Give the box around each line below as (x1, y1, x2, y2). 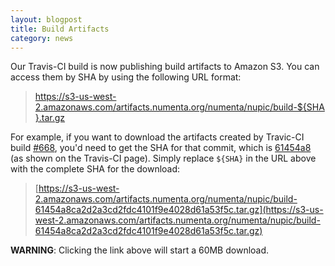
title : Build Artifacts (10, 24, 110, 34)
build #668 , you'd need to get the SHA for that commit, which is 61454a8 (10, 142, 312, 154)
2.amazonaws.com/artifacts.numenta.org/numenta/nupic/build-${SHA (34, 101, 325, 113)
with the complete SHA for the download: (10, 163, 181, 175)
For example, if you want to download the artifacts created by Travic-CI (10, 131, 305, 143)
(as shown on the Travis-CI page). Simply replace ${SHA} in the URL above (10, 152, 317, 165)
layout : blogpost (10, 14, 83, 25)
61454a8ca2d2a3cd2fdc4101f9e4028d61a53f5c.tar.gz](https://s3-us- (34, 204, 324, 216)
